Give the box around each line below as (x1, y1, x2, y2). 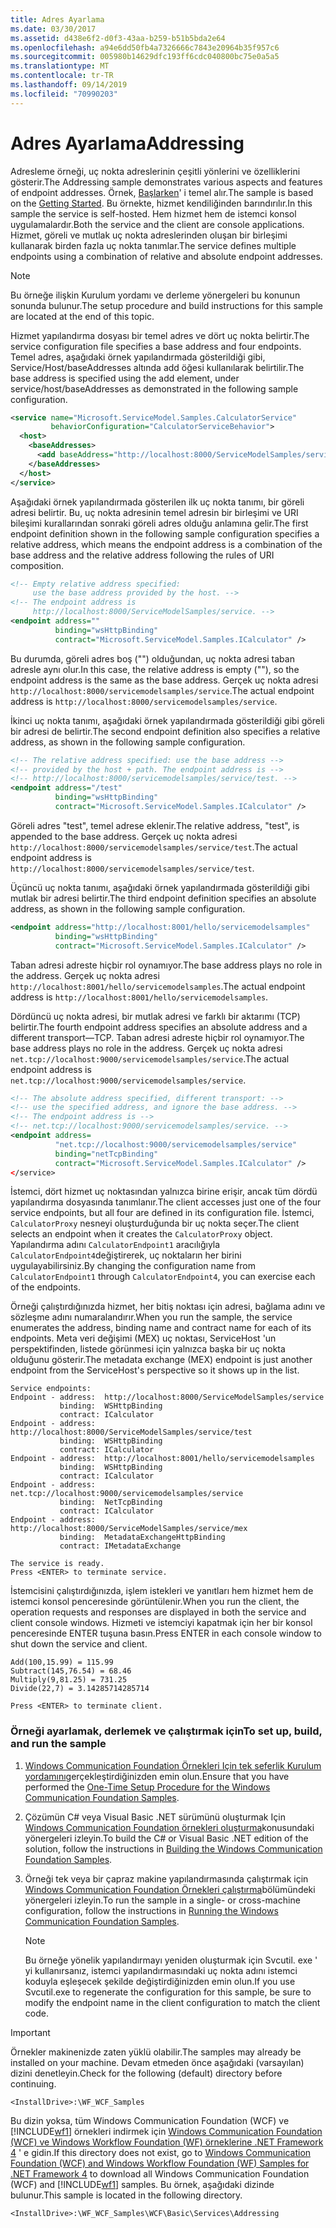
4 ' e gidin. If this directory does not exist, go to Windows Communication (10, 2146, 312, 2158)
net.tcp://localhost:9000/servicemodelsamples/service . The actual (10, 1052, 290, 1065)
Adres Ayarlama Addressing (10, 132, 245, 155)
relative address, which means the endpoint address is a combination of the (10, 538, 323, 550)
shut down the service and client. (10, 1638, 148, 1650)
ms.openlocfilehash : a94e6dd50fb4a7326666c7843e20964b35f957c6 (10, 42, 280, 53)
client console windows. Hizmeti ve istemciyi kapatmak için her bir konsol (10, 1617, 313, 1629)
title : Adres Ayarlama (10, 14, 105, 25)
